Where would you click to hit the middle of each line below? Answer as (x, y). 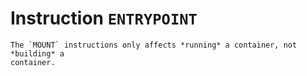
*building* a (37, 53)
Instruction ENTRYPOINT (104, 18)
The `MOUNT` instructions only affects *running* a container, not (154, 45)
